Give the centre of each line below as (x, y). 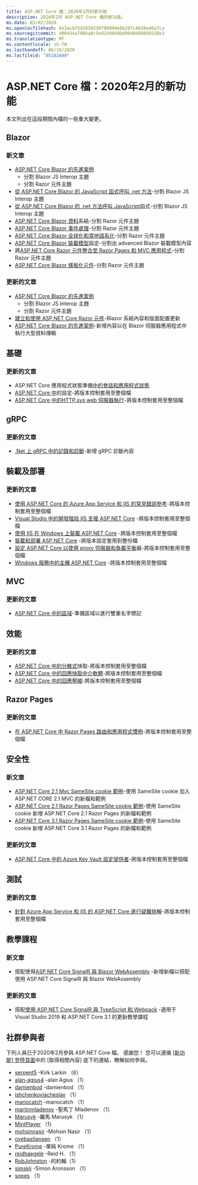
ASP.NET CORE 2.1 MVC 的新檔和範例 (60, 799)
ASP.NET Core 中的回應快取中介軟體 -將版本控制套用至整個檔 (88, 673)
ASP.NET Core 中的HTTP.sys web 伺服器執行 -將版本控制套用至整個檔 (99, 400)
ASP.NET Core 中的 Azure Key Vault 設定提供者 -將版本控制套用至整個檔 (101, 859)
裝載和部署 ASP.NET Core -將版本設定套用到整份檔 (76, 540)
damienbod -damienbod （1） (51, 1087)
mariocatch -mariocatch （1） (51, 1102)
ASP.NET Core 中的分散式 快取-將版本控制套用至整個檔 (81, 666)
